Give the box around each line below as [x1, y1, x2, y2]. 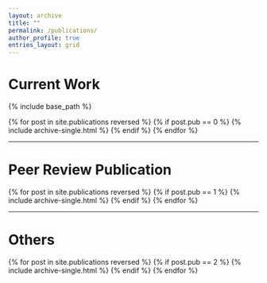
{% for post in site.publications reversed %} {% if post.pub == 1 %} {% [8, 188, 240, 196]
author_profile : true [8, 33, 80, 42]
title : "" [8, 19, 41, 27]
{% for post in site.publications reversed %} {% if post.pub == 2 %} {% [8, 257, 242, 266]
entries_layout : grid [8, 41, 80, 49]
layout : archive [8, 11, 62, 20]
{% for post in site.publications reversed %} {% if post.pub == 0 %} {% [8, 117, 242, 127]
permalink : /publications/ [8, 26, 98, 34]
